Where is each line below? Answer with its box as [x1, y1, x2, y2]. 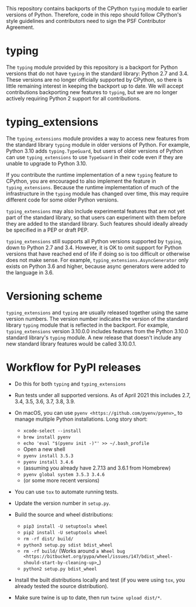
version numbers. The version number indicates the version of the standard [6, 315, 188, 322]
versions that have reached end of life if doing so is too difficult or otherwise [6, 250, 190, 257]
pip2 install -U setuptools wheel [23, 529, 108, 535]
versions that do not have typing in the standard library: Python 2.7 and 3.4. [6, 70, 189, 77]
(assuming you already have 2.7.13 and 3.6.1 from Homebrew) [23, 464, 171, 471]
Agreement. [6, 24, 35, 31]
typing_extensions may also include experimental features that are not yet [6, 207, 185, 214]
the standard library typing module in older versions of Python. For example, [6, 141, 191, 148]
